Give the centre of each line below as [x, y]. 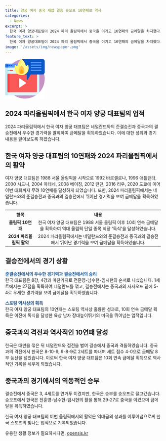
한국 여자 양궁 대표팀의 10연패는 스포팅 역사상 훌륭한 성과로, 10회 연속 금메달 [79, 309]
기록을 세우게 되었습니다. [38, 364]
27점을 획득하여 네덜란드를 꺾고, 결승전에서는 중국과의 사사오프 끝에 [87, 286]
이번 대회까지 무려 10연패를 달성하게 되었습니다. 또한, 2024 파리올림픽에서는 [79, 190]
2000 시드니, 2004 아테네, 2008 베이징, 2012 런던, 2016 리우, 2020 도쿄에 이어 [83, 184]
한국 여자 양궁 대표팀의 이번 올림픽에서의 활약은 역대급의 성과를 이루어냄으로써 [80, 417]
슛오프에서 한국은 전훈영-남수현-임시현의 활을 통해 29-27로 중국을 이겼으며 [77, 400]
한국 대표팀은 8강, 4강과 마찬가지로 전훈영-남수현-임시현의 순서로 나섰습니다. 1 [81, 280]
